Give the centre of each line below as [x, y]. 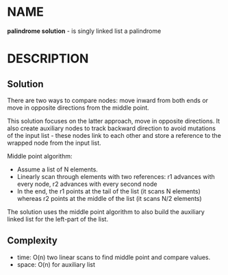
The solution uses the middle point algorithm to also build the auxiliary [106, 212]
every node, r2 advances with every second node [87, 184]
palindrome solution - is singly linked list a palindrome [84, 31]
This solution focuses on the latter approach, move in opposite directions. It [114, 121]
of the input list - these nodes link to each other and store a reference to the [114, 135]
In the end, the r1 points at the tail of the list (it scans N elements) [109, 191]
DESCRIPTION [48, 59]
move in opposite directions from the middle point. [78, 108]
